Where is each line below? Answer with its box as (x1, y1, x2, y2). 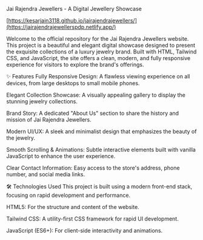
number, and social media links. (6, 171, 85, 178)
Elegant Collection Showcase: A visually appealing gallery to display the (6, 91, 186, 98)
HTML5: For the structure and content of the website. (6, 204, 139, 210)
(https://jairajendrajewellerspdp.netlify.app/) (6, 24, 116, 30)
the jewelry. (6, 134, 35, 142)
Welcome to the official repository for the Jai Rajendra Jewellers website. (6, 35, 189, 42)
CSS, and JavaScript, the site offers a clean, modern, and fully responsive (6, 55, 191, 61)
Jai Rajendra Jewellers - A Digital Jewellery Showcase (6, 5, 142, 12)
